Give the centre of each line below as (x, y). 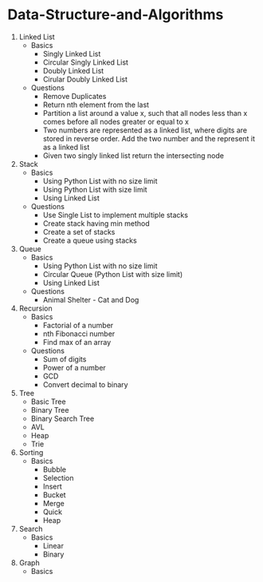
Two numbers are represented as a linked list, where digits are (145, 130)
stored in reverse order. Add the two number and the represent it (149, 138)
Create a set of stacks (79, 232)
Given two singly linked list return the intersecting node (133, 155)
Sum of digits (65, 359)
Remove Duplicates (75, 96)
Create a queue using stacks (90, 240)
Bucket (54, 495)
